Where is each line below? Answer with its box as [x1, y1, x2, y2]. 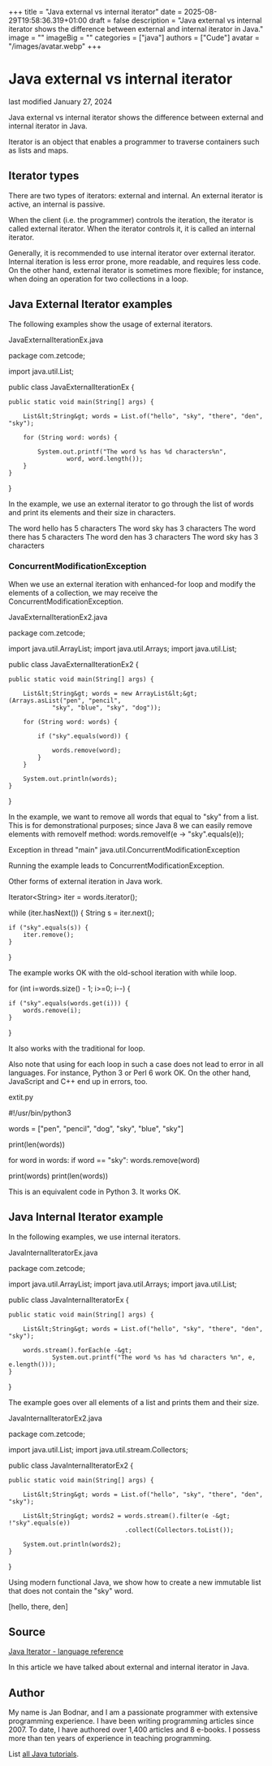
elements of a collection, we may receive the [8, 588, 158, 597]
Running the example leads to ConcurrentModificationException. [8, 861, 225, 870]
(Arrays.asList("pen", [8, 696, 85, 705]
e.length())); [8, 1360, 57, 1369]
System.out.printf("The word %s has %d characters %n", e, [51, 1353, 256, 1361]
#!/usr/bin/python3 [8, 1108, 71, 1117]
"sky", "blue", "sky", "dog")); [51, 703, 162, 712]
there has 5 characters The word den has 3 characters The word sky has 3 [8, 532, 258, 541]
